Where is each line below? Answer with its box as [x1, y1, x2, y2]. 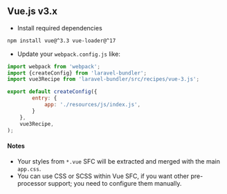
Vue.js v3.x [7, 6, 57, 17]
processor [17, 179, 47, 187]
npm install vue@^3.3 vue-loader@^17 [7, 37, 116, 44]
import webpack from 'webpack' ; [7, 63, 100, 70]
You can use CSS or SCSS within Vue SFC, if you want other [17, 172, 189, 180]
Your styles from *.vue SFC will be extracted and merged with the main [17, 157, 220, 165]
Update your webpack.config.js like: [17, 50, 121, 58]
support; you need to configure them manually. [48, 179, 182, 187]
